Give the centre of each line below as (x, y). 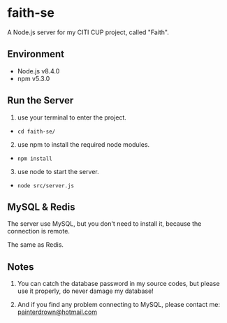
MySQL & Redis (41, 207)
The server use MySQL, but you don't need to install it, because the (104, 224)
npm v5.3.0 (34, 78)
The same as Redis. (36, 245)
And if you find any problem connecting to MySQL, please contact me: (118, 305)
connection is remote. (38, 231)
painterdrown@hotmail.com (57, 312)
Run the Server (41, 100)
